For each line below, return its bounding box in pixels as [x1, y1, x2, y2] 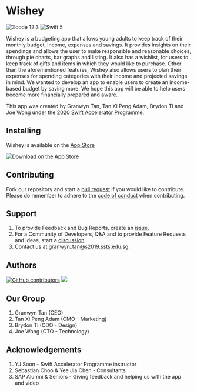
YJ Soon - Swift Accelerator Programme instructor [14, 360, 137, 367]
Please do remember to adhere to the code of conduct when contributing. [6, 192, 185, 199]
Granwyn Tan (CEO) [14, 309, 64, 316]
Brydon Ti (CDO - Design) [14, 322, 78, 329]
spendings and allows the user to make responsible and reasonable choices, [6, 47, 192, 54]
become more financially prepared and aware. [6, 91, 118, 98]
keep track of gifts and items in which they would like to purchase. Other [6, 60, 182, 67]
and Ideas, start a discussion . [14, 237, 86, 244]
